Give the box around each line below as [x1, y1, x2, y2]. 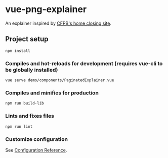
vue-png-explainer [5, 4, 87, 15]
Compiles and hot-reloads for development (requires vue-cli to [5, 60, 163, 67]
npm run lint [5, 124, 33, 129]
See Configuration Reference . [5, 147, 67, 153]
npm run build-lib [5, 101, 44, 106]
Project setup [5, 35, 49, 43]
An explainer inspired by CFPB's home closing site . [5, 20, 111, 26]
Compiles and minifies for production [5, 89, 99, 96]
